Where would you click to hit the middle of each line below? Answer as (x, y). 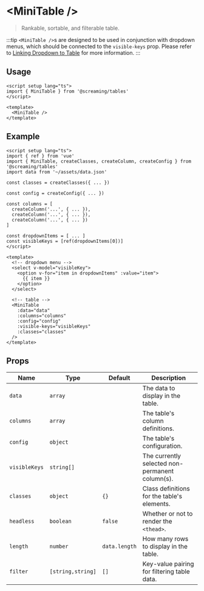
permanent (158, 471)
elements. (156, 504)
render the (157, 522)
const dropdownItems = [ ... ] (46, 236)
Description (169, 378)
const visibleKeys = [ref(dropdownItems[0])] (65, 241)
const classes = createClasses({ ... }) (58, 183)
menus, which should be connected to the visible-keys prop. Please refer (99, 46)
